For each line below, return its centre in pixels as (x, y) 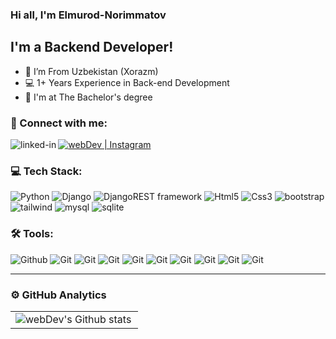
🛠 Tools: (32, 234)
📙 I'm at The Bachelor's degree (88, 97)
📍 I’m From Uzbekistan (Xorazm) (91, 71)
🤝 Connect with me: (59, 123)
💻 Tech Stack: (46, 171)
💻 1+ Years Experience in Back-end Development (127, 82)
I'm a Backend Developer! (92, 47)
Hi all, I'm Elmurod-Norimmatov (88, 15)
